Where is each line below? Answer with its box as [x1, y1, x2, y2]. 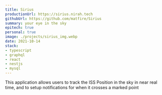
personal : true [5, 30, 36, 35]
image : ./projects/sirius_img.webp [5, 35, 78, 39]
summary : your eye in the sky [5, 20, 67, 26]
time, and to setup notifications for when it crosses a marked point [5, 85, 139, 90]
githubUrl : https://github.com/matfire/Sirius [5, 16, 102, 21]
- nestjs [5, 61, 23, 66]
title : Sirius [5, 7, 34, 12]
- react [5, 57, 21, 62]
